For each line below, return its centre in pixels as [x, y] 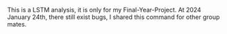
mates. [17, 24]
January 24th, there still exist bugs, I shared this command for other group [113, 17]
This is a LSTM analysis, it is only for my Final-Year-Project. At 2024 [104, 10]
